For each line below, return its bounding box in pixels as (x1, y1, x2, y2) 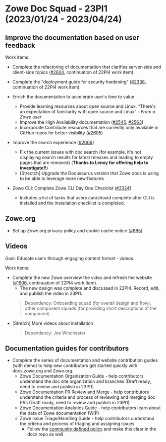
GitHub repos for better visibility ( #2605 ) (19, 130, 103, 136)
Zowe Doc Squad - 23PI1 (5, 3, 108, 14)
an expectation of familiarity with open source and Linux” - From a (19, 109, 155, 114)
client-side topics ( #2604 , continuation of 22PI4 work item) (12, 69, 134, 75)
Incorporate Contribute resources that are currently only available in (19, 125, 159, 130)
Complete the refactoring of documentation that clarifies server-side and (12, 64, 161, 70)
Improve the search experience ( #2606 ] (12, 140, 94, 145)
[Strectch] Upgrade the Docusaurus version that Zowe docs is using (19, 170, 159, 176)
